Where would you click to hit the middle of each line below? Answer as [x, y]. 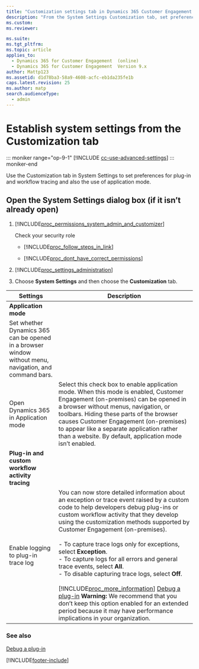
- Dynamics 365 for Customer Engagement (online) [75, 61]
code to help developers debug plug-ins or [118, 507]
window [20, 352]
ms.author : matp [26, 89]
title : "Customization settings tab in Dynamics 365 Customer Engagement [99, 12]
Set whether [26, 323]
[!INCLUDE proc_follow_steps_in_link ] [68, 247]
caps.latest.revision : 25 [38, 83]
